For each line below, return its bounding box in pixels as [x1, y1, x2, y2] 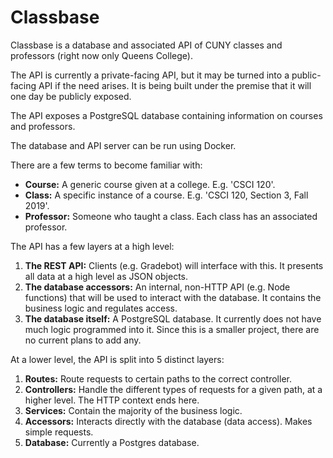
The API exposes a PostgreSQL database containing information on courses [10, 109, 323, 121]
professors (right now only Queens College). [10, 49, 193, 61]
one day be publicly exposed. [10, 90, 132, 102]
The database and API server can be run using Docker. [10, 139, 237, 151]
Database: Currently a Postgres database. [24, 436, 200, 448]
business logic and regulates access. [24, 302, 178, 314]
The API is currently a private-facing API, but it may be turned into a [10, 69, 290, 81]
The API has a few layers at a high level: [10, 240, 175, 252]
